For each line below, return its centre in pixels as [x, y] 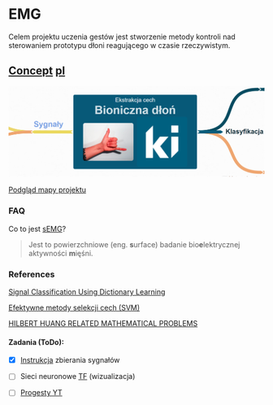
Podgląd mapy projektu [48, 190]
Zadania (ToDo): [37, 342]
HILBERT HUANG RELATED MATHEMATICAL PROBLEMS [103, 323]
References [32, 274]
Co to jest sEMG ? [37, 229]
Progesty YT [41, 393]
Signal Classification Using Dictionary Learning [87, 292]
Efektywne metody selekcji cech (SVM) [74, 307]
